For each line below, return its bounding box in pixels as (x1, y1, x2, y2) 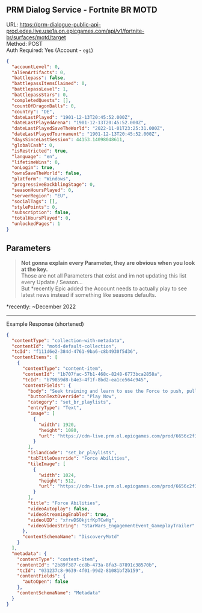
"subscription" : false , (11, 209, 71, 216)
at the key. (20, 265, 48, 273)
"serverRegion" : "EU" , (11, 192, 69, 199)
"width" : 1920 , (38, 422, 77, 428)
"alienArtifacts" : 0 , (11, 69, 66, 75)
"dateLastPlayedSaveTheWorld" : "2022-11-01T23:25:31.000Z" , (11, 125, 165, 132)
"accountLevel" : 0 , (11, 63, 61, 70)
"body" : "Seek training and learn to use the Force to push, (28, 388, 185, 394)
